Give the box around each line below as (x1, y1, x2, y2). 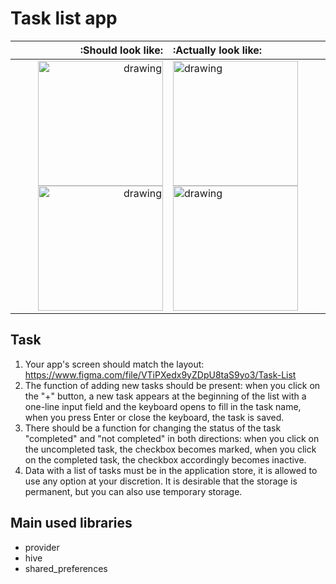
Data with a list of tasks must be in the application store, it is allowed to (24, 464, 318, 476)
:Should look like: (79, 43, 163, 57)
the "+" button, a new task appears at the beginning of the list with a (24, 390, 307, 402)
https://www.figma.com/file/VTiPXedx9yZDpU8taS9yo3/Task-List (24, 368, 297, 381)
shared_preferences (24, 562, 108, 574)
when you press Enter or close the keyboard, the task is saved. (24, 411, 285, 423)
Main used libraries (10, 515, 133, 532)
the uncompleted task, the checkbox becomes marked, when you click (24, 443, 317, 455)
